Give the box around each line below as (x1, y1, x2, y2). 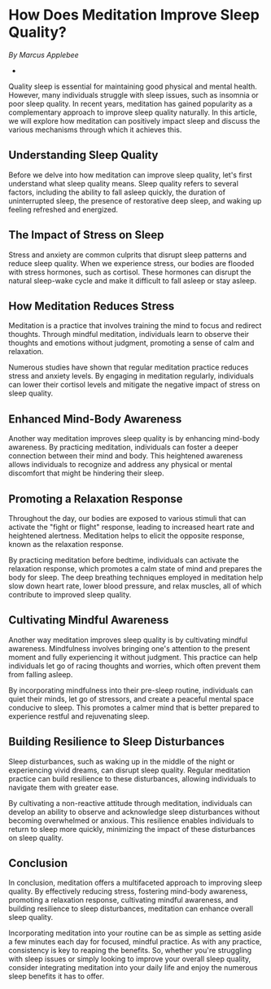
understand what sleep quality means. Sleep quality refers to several (8, 178, 238, 188)
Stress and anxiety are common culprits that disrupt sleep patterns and (8, 250, 247, 260)
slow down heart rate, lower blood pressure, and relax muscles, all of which (8, 581, 262, 591)
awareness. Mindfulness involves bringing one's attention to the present (8, 643, 251, 653)
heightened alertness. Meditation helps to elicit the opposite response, (8, 531, 245, 540)
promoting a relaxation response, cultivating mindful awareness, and (8, 895, 238, 905)
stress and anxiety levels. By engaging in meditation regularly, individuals (8, 371, 254, 381)
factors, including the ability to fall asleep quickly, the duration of (8, 187, 226, 197)
